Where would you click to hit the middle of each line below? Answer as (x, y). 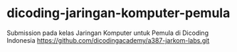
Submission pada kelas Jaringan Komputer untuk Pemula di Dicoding (108, 33)
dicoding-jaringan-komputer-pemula (118, 13)
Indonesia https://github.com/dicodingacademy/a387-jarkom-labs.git (108, 40)
